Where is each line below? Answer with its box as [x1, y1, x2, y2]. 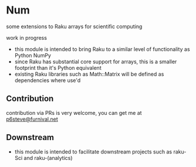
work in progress [6, 34, 47, 41]
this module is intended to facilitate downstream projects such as [14, 148, 172, 155]
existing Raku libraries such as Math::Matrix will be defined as [14, 70, 164, 77]
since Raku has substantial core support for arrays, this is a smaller [14, 58, 177, 65]
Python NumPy [14, 52, 52, 59]
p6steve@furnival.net [6, 115, 58, 122]
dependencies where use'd [14, 77, 81, 84]
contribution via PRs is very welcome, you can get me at [6, 109, 142, 116]
